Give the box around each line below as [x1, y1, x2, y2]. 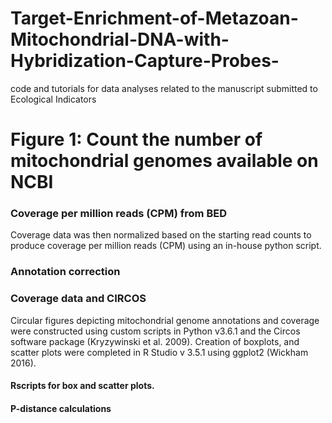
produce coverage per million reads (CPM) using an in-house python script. [10, 240, 322, 252]
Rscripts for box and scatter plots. [10, 380, 155, 392]
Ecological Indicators [10, 93, 97, 105]
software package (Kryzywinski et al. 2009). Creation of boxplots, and [10, 335, 300, 347]
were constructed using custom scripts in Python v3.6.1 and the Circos [10, 325, 301, 337]
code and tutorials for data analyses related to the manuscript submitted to [10, 82, 318, 94]
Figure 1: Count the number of [10, 128, 263, 151]
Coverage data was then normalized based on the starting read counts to [10, 229, 312, 241]
